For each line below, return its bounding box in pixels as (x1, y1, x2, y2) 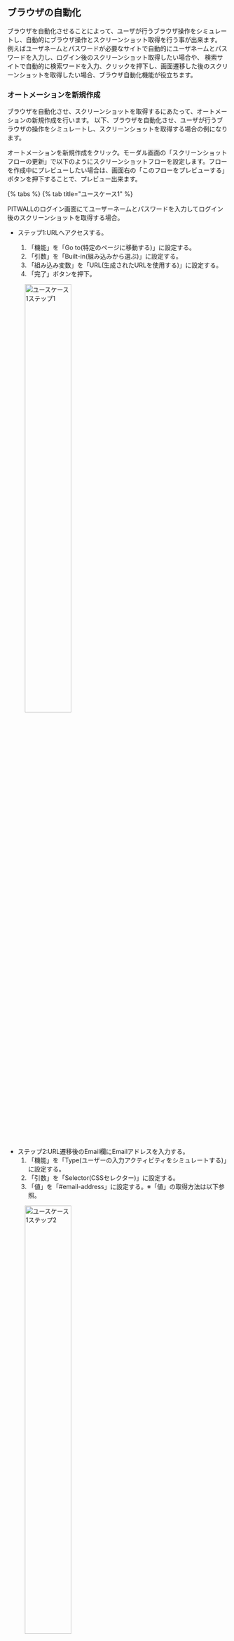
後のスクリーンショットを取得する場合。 (7, 214, 124, 222)
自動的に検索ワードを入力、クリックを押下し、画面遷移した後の (25, 62, 210, 70)
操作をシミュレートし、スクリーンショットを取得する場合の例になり (31, 125, 228, 134)
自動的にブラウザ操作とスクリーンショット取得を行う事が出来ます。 (25, 35, 221, 44)
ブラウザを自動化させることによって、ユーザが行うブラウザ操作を (7, 27, 197, 35)
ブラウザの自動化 (7, 6, 81, 19)
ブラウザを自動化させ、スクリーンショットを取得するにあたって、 (7, 108, 197, 116)
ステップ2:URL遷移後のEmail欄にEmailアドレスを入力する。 (17, 1148, 189, 1156)
